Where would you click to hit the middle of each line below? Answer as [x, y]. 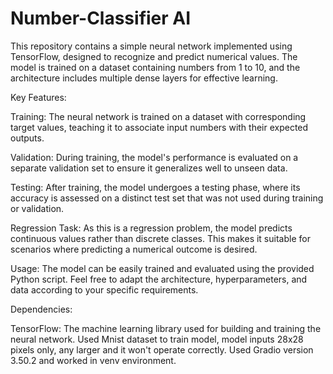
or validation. [37, 208]
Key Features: [38, 97]
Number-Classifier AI [101, 18]
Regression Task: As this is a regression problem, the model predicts [151, 228]
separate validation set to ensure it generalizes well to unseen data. [149, 168]
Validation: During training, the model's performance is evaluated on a [154, 157]
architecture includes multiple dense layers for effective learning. [144, 78]
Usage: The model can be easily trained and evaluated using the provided [162, 268]
